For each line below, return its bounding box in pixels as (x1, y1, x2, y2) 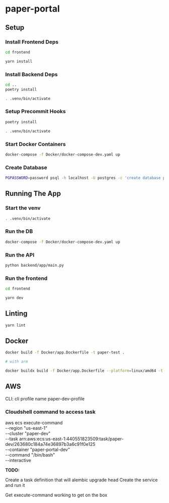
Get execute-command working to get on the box (5, 492, 108, 498)
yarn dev (5, 295, 24, 300)
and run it (5, 482, 25, 488)
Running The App (5, 189, 61, 198)
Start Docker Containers (5, 140, 66, 147)
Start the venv (5, 205, 41, 212)
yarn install (5, 59, 33, 64)
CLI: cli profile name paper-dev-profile (5, 395, 84, 401)
